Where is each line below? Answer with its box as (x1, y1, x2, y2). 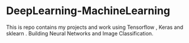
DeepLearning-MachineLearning (6, 4, 170, 18)
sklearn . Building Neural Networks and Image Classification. (6, 29, 154, 37)
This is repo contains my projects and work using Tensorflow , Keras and (6, 24, 184, 31)
